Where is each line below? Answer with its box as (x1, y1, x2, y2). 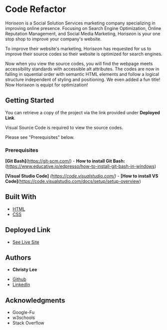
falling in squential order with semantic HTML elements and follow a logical (5, 71, 160, 77)
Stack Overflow (12, 320, 45, 326)
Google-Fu (12, 310, 35, 316)
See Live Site (12, 239, 40, 245)
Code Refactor (5, 3, 66, 15)
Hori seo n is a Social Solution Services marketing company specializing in (5, 20, 156, 26)
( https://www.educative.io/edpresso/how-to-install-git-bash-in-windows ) (5, 163, 156, 169)
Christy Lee (12, 267, 37, 273)
